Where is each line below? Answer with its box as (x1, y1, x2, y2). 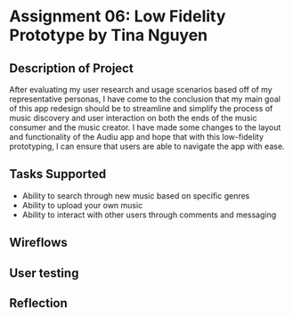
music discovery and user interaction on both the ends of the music (9, 113, 257, 123)
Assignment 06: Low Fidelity (9, 6, 226, 27)
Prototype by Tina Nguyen (9, 25, 208, 45)
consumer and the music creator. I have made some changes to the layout (9, 122, 281, 133)
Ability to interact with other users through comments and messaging (21, 209, 277, 220)
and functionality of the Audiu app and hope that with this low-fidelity (9, 132, 265, 142)
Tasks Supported (9, 167, 107, 182)
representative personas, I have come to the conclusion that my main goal (9, 93, 281, 104)
